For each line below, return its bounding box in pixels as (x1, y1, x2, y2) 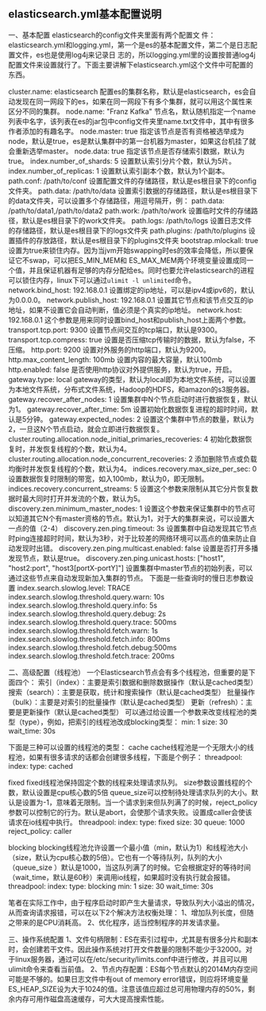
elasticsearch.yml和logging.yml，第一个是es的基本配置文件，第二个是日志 (8, 40, 251, 49)
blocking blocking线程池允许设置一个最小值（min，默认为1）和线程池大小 (8, 843, 249, 852)
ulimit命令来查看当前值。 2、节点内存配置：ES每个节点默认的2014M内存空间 (8, 964, 258, 974)
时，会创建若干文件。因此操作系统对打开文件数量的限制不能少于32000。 (8, 944, 246, 954)
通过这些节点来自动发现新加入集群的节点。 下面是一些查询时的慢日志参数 (8, 573, 247, 582)
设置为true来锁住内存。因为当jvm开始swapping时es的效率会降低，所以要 (8, 245, 247, 255)
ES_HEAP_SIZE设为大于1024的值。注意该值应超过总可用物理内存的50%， (8, 984, 249, 994)
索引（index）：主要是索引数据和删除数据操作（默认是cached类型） (37, 677, 258, 687)
